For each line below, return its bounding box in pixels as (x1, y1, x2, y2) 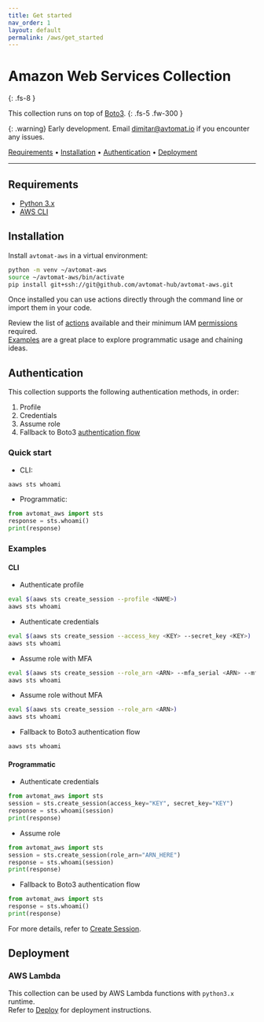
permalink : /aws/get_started (8, 33, 104, 42)
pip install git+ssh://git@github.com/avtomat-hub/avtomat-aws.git (8, 280, 234, 288)
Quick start (8, 447, 53, 458)
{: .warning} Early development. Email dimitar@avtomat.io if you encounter (8, 124, 250, 134)
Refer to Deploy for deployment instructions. (8, 1005, 152, 1014)
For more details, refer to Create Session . (8, 924, 141, 933)
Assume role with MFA (19, 654, 93, 663)
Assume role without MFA (19, 691, 103, 700)
